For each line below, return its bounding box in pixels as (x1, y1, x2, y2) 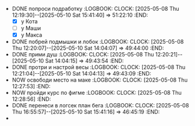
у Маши (20, 25, 41, 32)
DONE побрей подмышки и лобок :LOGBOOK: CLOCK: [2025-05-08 (11, 38, 184, 46)
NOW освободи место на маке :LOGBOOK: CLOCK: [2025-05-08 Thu (11, 76, 188, 83)
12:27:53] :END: (11, 83, 51, 90)
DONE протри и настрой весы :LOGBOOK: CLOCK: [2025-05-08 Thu (11, 64, 185, 71)
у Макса (20, 31, 43, 38)
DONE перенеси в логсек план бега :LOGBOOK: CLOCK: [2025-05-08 (11, 102, 190, 109)
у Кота (20, 18, 38, 25)
